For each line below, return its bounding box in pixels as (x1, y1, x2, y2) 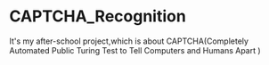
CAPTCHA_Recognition (9, 6, 187, 27)
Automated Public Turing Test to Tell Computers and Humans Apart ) (9, 45, 261, 55)
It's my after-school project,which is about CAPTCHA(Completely (9, 36, 249, 46)
